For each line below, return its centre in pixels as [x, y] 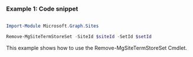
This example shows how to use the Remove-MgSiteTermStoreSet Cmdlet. [97, 48]
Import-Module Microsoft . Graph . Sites [53, 26]
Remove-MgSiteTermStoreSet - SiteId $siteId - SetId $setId [79, 37]
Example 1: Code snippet [42, 9]
